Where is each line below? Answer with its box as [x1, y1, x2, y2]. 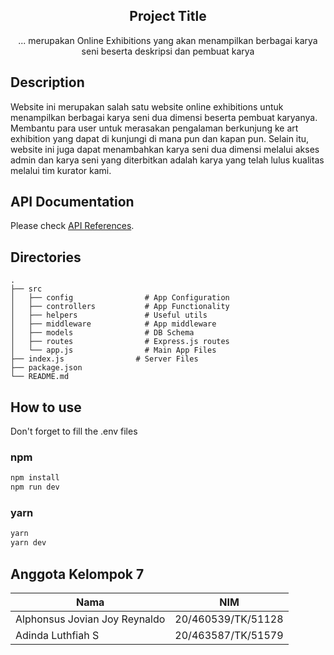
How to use [10, 399, 82, 416]
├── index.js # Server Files [10, 354, 199, 364]
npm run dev [10, 482, 60, 493]
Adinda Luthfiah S [15, 628, 100, 642]
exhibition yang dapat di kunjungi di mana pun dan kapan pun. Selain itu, [10, 132, 310, 144]
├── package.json [10, 363, 83, 373]
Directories [10, 249, 82, 266]
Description [10, 74, 85, 91]
